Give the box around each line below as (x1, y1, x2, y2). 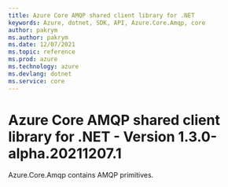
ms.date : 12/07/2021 (8, 41, 76, 49)
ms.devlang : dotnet (8, 70, 72, 78)
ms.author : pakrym (8, 33, 68, 42)
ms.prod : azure (8, 56, 58, 64)
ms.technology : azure (8, 63, 79, 71)
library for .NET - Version (8, 127, 175, 145)
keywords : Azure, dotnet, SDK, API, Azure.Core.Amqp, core (8, 19, 206, 27)
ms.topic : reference (8, 48, 76, 56)
